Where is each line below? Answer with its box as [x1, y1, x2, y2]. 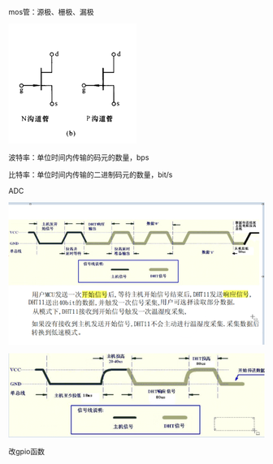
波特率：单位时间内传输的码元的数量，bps [8, 153, 149, 162]
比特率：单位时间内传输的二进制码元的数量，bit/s [8, 170, 173, 179]
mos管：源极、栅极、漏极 [8, 7, 95, 16]
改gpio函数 [8, 446, 45, 456]
